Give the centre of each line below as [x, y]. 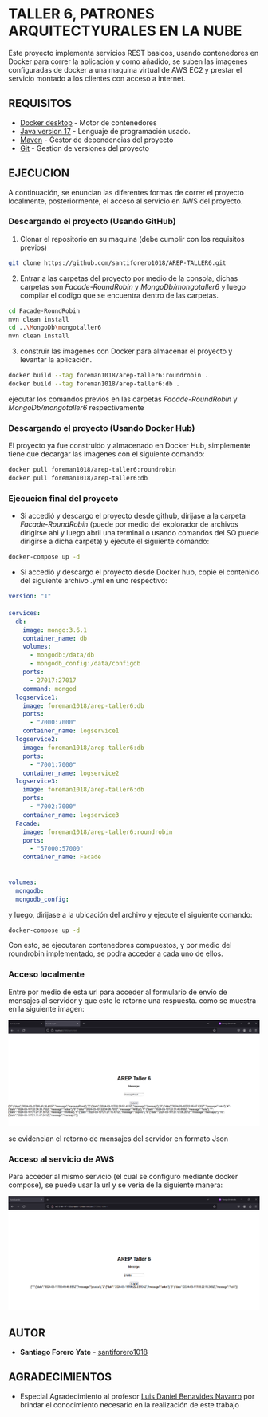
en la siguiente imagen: [47, 1008]
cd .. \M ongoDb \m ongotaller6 [55, 328]
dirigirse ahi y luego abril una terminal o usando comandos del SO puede [139, 533]
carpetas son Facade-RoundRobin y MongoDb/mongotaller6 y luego [132, 286]
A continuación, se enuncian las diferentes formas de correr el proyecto [126, 192]
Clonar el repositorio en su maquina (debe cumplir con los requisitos [132, 239]
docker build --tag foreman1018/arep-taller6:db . [94, 384]
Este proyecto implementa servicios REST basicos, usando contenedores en [134, 53]
